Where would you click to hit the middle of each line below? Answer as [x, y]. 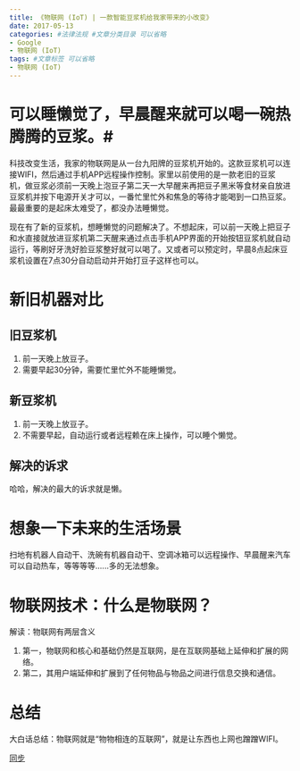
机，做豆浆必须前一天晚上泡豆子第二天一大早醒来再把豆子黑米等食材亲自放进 [150, 185]
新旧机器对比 [57, 299]
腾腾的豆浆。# [62, 137]
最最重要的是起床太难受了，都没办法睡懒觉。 [92, 207]
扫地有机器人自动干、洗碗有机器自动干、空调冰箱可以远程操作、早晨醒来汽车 [150, 555]
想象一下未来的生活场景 [96, 528]
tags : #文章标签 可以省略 [52, 59]
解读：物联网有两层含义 [52, 632]
